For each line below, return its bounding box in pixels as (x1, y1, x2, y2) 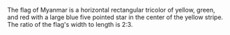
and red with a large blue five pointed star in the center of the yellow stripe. (7, 13, 224, 21)
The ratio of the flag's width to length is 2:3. (7, 21, 133, 28)
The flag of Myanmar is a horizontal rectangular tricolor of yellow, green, (7, 6, 215, 14)
